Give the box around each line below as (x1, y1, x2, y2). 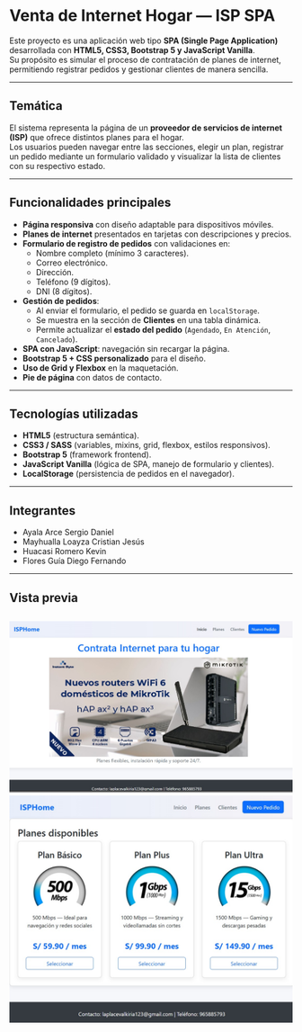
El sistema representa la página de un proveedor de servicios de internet (9, 122, 283, 133)
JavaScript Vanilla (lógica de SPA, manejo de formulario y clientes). (22, 459, 275, 470)
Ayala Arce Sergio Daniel (22, 527, 114, 538)
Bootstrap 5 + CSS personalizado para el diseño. (22, 353, 207, 363)
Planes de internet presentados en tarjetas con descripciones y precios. (22, 229, 292, 239)
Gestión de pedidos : (22, 295, 100, 306)
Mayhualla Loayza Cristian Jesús (22, 536, 146, 547)
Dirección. (35, 266, 75, 277)
